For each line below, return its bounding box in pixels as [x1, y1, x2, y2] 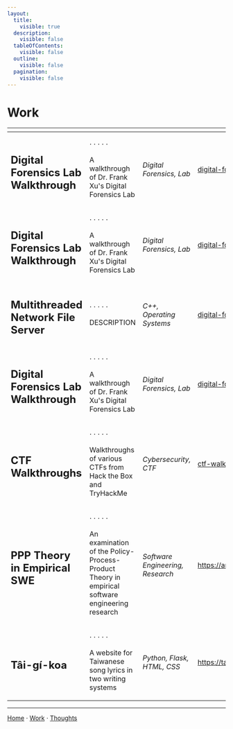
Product [89, 563, 116, 573]
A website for [89, 648, 133, 658]
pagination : [13, 68, 49, 75]
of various [89, 454, 123, 463]
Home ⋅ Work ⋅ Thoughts [7, 714, 78, 722]
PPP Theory [10, 549, 71, 563]
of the [89, 546, 109, 556]
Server [10, 323, 45, 336]
